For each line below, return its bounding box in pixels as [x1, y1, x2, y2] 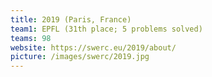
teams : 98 [10, 33, 52, 43]
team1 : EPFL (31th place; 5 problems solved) [10, 24, 203, 34]
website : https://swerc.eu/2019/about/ [10, 42, 177, 53]
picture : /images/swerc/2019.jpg [10, 52, 150, 62]
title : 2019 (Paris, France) [10, 14, 132, 25]
